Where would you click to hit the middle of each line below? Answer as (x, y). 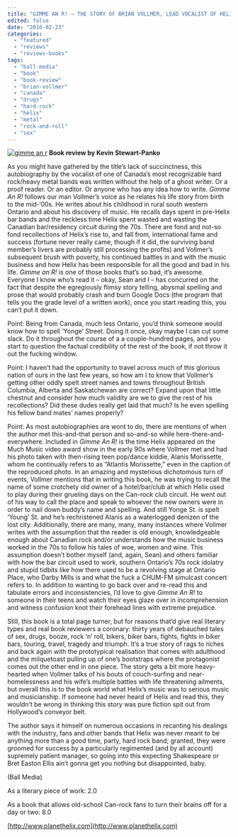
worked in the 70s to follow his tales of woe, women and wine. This (105, 547)
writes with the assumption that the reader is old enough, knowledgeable (114, 532)
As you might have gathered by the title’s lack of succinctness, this (104, 167)
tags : (15, 60)
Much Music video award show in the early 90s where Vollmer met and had (118, 449)
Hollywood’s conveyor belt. (47, 712)
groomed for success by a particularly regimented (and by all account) (110, 748)
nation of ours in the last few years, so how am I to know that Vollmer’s (110, 375)
